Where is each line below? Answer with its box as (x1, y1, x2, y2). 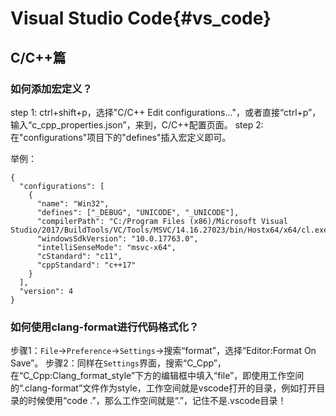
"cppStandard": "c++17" (36, 260, 137, 270)
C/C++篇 (10, 49, 67, 66)
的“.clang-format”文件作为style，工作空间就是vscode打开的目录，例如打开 (10, 382, 317, 394)
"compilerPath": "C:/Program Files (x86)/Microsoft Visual (36, 216, 288, 226)
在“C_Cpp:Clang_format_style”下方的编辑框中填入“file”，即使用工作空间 (10, 370, 305, 382)
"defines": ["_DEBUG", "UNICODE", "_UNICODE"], (36, 207, 240, 217)
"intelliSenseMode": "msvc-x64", (36, 242, 177, 252)
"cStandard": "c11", (36, 251, 123, 261)
